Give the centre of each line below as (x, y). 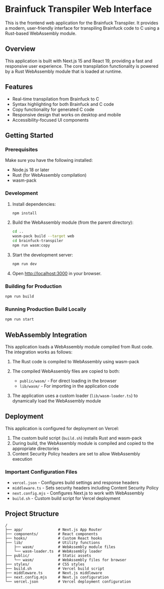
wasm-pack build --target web (43, 236)
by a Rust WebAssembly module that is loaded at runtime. (64, 71)
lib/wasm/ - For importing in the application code (69, 386)
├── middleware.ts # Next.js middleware (54, 573)
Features (19, 87)
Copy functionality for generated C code (53, 109)
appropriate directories (35, 448)
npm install (24, 213)
